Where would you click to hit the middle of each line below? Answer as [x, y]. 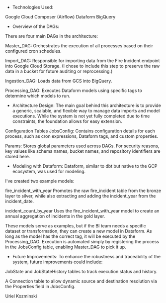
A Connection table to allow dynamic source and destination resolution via [81, 281]
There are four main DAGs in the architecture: [52, 36]
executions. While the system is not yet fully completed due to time [81, 116]
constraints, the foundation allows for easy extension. [67, 121]
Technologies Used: [33, 7]
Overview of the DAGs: [36, 26]
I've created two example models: [40, 181]
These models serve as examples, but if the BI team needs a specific [76, 226]
